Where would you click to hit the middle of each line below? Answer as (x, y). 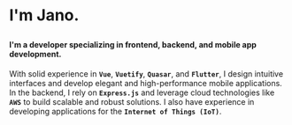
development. (35, 55)
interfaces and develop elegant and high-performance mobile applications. (146, 83)
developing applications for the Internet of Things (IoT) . (115, 111)
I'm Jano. (44, 15)
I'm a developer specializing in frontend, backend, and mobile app (133, 45)
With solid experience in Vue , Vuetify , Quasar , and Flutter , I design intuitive (146, 74)
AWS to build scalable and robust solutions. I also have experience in (132, 101)
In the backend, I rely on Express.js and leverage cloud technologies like (142, 92)
